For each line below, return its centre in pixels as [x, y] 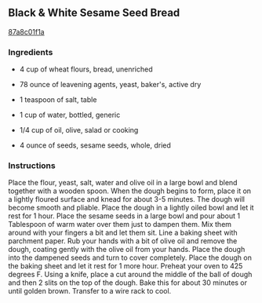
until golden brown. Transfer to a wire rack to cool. [90, 291]
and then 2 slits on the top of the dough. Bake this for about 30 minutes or [128, 283]
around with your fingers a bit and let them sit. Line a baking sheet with [123, 233]
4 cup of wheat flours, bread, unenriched [86, 69]
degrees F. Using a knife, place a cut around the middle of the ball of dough [130, 275]
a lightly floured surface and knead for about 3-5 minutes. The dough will [127, 199]
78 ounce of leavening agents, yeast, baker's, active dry [110, 85]
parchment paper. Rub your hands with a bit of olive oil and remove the [123, 241]
